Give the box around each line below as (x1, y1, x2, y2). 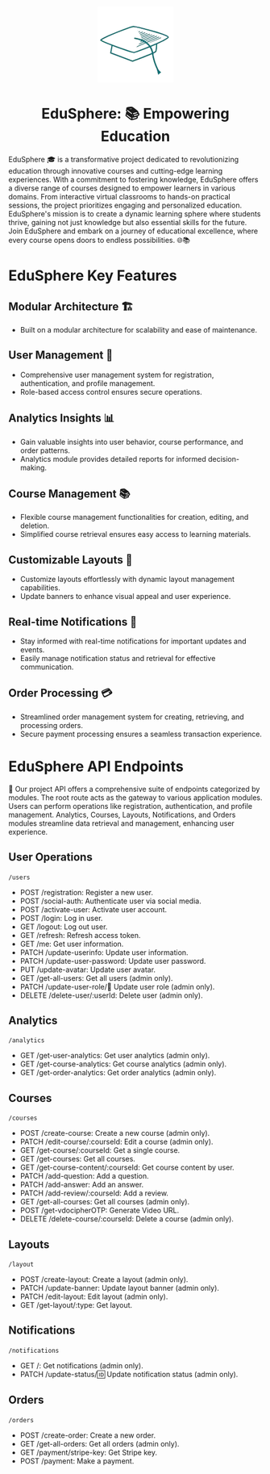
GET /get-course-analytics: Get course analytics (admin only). (19, 1059, 227, 1069)
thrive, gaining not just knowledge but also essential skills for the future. (8, 217, 247, 227)
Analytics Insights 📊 (8, 412, 115, 425)
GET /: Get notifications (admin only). (19, 1360, 143, 1370)
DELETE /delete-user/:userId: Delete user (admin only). (19, 990, 203, 1000)
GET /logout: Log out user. (19, 922, 108, 932)
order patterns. (19, 446, 71, 455)
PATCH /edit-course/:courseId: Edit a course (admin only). (19, 1137, 214, 1147)
